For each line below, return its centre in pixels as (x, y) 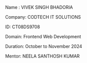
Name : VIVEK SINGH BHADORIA (39, 7)
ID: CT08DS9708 (22, 27)
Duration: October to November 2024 (44, 46)
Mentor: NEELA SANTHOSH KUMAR (42, 56)
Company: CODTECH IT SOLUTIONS (43, 17)
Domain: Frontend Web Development (43, 37)
